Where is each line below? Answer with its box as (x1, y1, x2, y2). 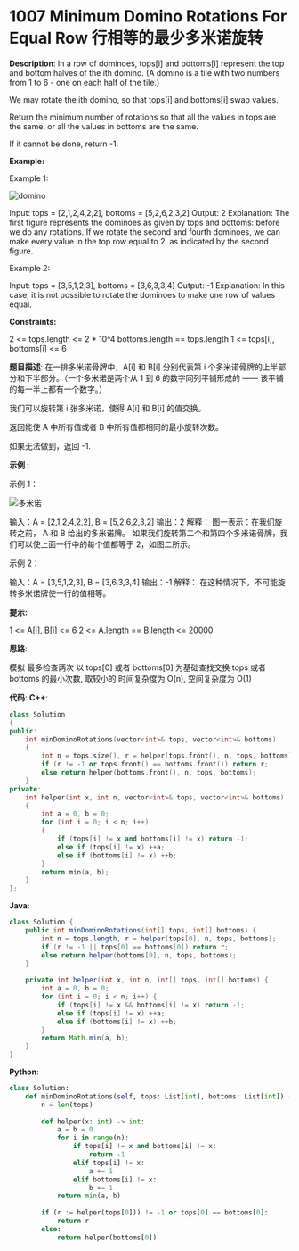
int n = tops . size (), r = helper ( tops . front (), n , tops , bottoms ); (41, 751, 296, 760)
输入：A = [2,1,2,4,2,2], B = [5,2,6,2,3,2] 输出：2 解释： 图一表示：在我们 (9, 516, 275, 527)
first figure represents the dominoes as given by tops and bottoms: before (9, 217, 280, 228)
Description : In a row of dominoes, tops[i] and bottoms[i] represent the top (9, 58, 285, 69)
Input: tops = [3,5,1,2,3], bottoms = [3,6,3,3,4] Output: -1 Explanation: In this (9, 279, 285, 291)
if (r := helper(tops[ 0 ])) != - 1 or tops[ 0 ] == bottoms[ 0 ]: (41, 1208, 269, 1217)
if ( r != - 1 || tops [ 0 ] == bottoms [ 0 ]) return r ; (41, 942, 230, 951)
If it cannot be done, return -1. (9, 138, 119, 149)
